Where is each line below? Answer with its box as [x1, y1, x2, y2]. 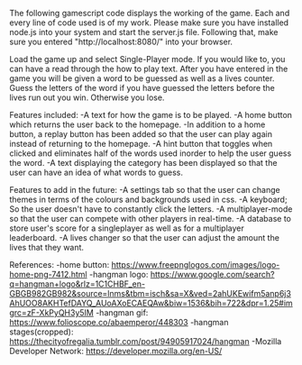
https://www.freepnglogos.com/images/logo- [111, 260, 280, 269]
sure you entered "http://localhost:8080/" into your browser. [9, 36, 233, 47]
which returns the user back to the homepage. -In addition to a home [9, 119, 266, 130]
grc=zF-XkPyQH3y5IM [9, 307, 95, 318]
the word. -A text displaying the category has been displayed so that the [9, 158, 278, 168]
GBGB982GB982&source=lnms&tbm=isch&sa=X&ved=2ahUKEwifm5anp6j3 [9, 288, 291, 298]
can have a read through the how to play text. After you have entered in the [9, 63, 288, 74]
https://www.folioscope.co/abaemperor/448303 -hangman [9, 317, 229, 327]
